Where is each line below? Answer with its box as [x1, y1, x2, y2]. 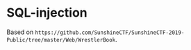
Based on [6, 28, 34, 36]
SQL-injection [6, 5, 88, 21]
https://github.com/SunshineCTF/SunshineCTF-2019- [35, 29, 185, 36]
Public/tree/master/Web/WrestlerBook [6, 36, 116, 43]
